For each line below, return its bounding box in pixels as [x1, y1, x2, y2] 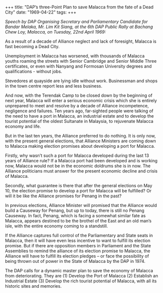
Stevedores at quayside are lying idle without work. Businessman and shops [5, 78, 158, 84]
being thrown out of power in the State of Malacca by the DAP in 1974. [5, 259, 146, 264]
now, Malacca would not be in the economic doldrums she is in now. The [5, 163, 151, 169]
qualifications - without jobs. [5, 69, 62, 74]
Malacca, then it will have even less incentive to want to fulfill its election [5, 238, 151, 243]
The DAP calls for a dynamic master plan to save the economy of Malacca [5, 268, 153, 274]
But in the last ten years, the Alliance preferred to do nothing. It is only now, [5, 133, 156, 138]
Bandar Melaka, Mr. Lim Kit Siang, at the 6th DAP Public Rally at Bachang [5, 24, 153, 30]
